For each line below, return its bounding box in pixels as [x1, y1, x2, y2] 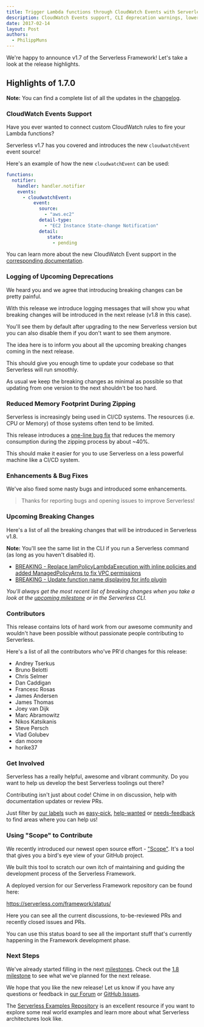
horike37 [15, 744, 38, 751]
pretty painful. [6, 293, 42, 300]
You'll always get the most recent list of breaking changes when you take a [6, 588, 195, 595]
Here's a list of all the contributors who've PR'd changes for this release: [6, 647, 187, 655]
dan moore [15, 737, 42, 744]
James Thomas [15, 698, 54, 706]
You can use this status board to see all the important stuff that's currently [6, 930, 192, 937]
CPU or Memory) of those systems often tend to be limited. [6, 420, 154, 427]
